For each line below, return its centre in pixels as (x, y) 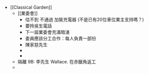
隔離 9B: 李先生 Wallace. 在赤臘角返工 (57, 62)
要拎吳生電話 (38, 26)
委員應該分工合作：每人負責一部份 (61, 38)
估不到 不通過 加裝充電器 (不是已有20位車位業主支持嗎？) (84, 19)
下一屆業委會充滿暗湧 (47, 32)
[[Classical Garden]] (31, 7)
